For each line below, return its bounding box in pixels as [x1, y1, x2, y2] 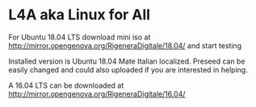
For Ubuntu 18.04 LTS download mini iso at [8, 32, 151, 42]
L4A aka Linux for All [8, 6, 151, 24]
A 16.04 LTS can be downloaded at [8, 80, 124, 90]
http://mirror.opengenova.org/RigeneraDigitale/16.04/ [8, 88, 186, 98]
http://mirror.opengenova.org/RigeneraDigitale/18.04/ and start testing [8, 40, 242, 50]
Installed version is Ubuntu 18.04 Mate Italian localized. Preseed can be [8, 56, 246, 66]
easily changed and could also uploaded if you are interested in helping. [8, 64, 248, 74]
